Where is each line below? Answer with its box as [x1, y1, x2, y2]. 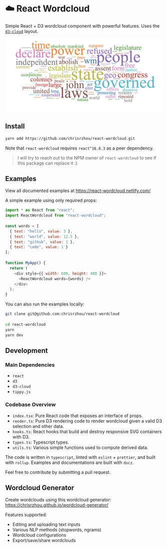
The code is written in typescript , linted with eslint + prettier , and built [5, 454, 156, 460]
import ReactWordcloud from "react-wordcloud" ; [5, 213, 106, 218]
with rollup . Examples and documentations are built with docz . [5, 459, 134, 465]
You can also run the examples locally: [5, 301, 84, 307]
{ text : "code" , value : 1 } [9, 244, 68, 249]
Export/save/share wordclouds [12, 537, 76, 543]
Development [5, 346, 48, 354]
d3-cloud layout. [5, 28, 38, 34]
